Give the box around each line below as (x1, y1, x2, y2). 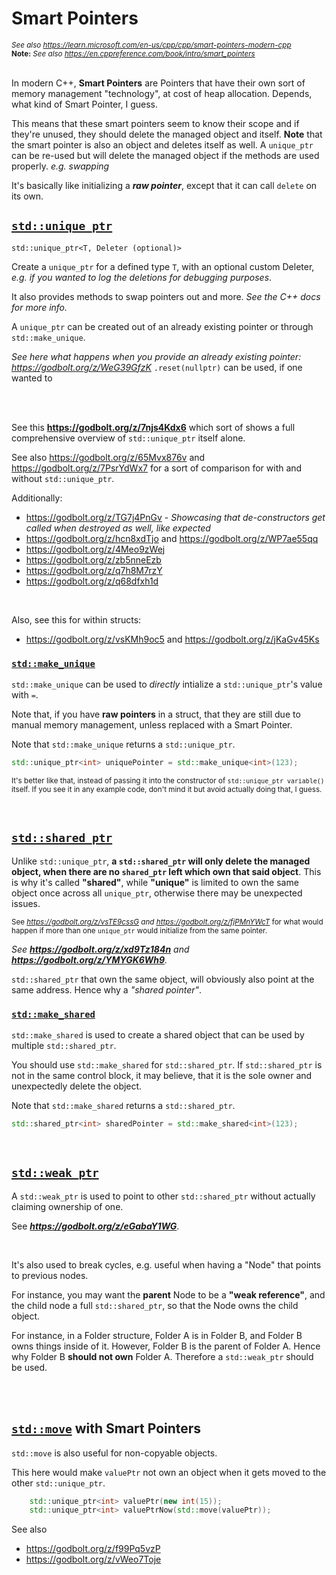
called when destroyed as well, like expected (25, 522, 211, 534)
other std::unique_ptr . (11, 1477, 106, 1489)
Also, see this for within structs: (11, 613, 142, 626)
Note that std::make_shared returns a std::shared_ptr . (11, 1100, 236, 1112)
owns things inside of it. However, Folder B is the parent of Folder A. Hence (11, 1340, 321, 1352)
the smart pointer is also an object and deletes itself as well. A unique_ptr (11, 138, 314, 151)
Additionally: (11, 492, 63, 504)
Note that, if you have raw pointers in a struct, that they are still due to (11, 708, 301, 721)
